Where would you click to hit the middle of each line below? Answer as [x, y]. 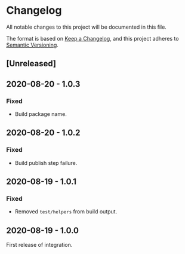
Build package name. [41, 114]
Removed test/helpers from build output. [66, 212]
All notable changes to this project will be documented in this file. [87, 27]
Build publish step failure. [46, 163]
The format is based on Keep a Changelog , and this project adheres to [92, 38]
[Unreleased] [31, 64]
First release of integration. [39, 245]
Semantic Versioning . [32, 45]
